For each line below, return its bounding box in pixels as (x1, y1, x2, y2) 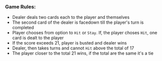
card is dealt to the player (12, 35, 64, 41)
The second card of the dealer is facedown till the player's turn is (12, 19, 144, 25)
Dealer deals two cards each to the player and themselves (12, 15, 130, 20)
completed (12, 25, 34, 30)
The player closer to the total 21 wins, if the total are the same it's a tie (12, 50, 154, 56)
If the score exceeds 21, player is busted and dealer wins (12, 40, 127, 46)
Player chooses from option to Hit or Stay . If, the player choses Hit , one (12, 30, 158, 36)
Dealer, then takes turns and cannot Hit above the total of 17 (12, 45, 135, 51)
